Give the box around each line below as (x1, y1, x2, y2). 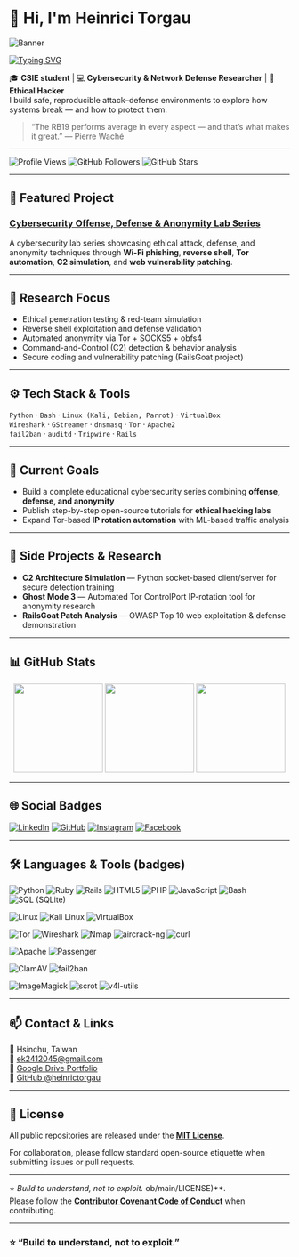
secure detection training (21, 582, 115, 592)
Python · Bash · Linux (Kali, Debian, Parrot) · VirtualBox (9, 409, 221, 421)
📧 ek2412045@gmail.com (9, 1053, 104, 1064)
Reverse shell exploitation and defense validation (21, 324, 202, 334)
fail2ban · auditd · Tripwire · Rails (9, 429, 138, 439)
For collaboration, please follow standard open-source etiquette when (9, 1147, 265, 1157)
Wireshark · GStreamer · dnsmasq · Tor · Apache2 (9, 419, 176, 430)
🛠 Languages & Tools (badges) (9, 857, 186, 872)
